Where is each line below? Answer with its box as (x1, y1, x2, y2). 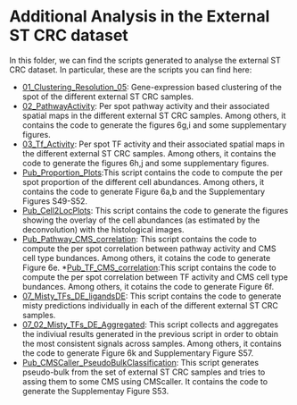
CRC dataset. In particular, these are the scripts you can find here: (9, 64, 252, 75)
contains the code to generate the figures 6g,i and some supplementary (21, 119, 287, 131)
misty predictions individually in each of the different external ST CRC (21, 300, 279, 310)
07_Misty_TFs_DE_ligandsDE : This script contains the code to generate (21, 291, 282, 301)
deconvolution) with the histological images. (21, 224, 185, 234)
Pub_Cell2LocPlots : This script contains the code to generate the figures (21, 205, 289, 215)
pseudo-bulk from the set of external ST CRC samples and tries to (21, 367, 266, 377)
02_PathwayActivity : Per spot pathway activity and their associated (21, 100, 270, 111)
